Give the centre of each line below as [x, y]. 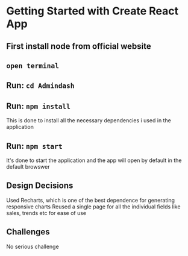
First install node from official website [79, 46]
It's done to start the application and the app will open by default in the [94, 160]
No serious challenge [33, 246]
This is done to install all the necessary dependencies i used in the [89, 120]
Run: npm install [39, 106]
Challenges [28, 232]
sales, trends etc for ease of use [46, 213]
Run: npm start [34, 146]
